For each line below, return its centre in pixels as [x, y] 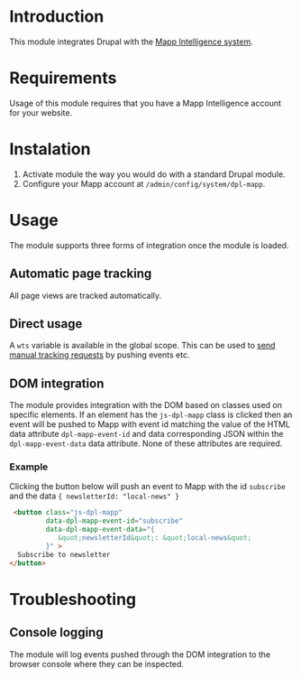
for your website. [41, 112]
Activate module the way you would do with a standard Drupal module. [154, 174]
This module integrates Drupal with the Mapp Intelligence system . [132, 42]
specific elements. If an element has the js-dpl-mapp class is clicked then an [151, 415]
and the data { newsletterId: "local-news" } [95, 496]
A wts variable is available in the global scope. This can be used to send [142, 346]
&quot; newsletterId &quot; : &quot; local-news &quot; [155, 538]
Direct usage [46, 324]
